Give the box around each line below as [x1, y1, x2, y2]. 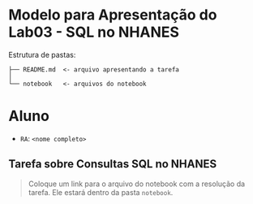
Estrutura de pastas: [8, 50, 76, 59]
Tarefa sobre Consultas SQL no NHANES [8, 157, 217, 171]
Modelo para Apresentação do [8, 6, 217, 24]
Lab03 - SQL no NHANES [8, 23, 180, 41]
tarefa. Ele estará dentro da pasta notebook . [28, 187, 174, 197]
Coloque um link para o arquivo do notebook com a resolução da [28, 179, 246, 189]
